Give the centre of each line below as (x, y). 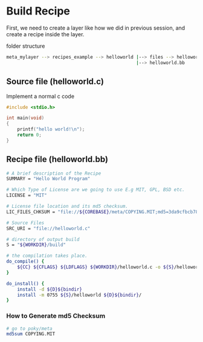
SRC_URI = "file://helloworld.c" (48, 228)
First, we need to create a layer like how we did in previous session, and (96, 28)
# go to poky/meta (29, 328)
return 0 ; (30, 135)
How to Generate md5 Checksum (56, 316)
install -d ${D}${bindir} (50, 289)
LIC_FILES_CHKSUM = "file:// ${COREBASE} (58, 212)
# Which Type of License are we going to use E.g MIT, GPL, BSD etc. (96, 190)
